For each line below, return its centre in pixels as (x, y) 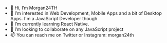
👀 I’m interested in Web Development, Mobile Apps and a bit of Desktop (86, 13)
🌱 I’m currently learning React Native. (50, 24)
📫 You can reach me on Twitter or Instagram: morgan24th (72, 35)
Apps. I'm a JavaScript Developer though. (54, 18)
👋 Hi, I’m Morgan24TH (34, 8)
